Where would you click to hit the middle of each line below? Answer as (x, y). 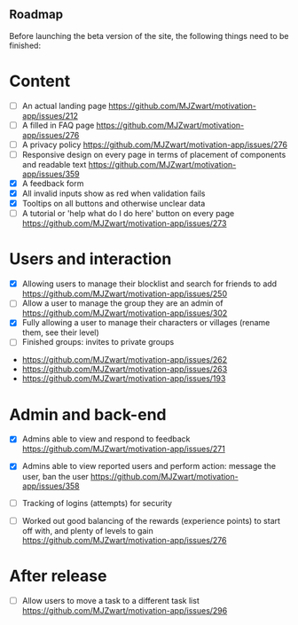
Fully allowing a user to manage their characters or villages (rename (146, 323)
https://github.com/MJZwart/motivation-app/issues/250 (125, 294)
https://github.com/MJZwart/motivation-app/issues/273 (124, 223)
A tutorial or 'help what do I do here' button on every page (128, 214)
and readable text (54, 164)
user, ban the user (55, 476)
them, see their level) (60, 332)
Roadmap (36, 15)
